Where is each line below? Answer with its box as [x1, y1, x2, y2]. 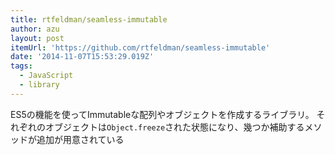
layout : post [10, 33, 65, 43]
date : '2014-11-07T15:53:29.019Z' [10, 52, 155, 62]
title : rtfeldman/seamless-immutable [10, 14, 168, 25]
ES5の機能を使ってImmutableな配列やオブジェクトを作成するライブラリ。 [10, 108, 315, 120]
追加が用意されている [36, 133, 125, 145]
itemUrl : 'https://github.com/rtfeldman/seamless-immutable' [10, 42, 271, 53]
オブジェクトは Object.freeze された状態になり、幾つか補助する [44, 121, 305, 133]
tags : [10, 61, 33, 71]
